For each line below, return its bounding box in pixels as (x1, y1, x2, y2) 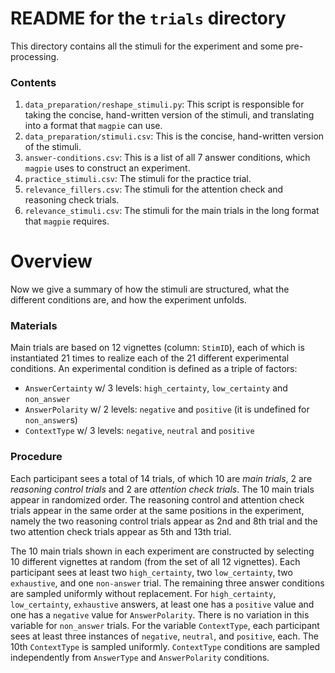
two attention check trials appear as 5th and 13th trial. (10, 525, 232, 537)
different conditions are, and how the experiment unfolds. (10, 294, 247, 306)
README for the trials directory (10, 7, 287, 30)
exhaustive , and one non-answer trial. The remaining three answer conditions (10, 577, 325, 589)
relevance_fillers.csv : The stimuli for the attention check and (24, 183, 284, 196)
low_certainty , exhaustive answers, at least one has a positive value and (10, 598, 315, 610)
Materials (10, 319, 58, 333)
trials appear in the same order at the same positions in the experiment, (10, 504, 305, 516)
